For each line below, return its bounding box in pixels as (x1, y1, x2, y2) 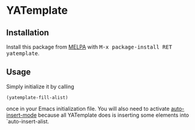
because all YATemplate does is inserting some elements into (38, 111, 190, 119)
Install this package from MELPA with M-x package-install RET (6, 43, 172, 50)
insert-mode (6, 111, 37, 119)
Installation (6, 28, 49, 38)
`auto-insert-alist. (6, 117, 50, 125)
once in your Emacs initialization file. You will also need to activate (6, 105, 170, 112)
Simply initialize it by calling (6, 83, 74, 90)
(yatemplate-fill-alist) (6, 94, 68, 101)
